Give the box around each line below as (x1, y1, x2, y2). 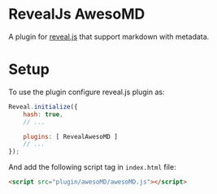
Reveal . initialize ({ (8, 102, 79, 110)
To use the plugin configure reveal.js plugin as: (8, 87, 165, 97)
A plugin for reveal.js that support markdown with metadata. (8, 32, 210, 41)
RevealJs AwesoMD (8, 5, 145, 24)
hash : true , (23, 110, 63, 119)
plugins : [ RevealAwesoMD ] (23, 132, 118, 140)
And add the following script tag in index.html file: (8, 162, 176, 172)
